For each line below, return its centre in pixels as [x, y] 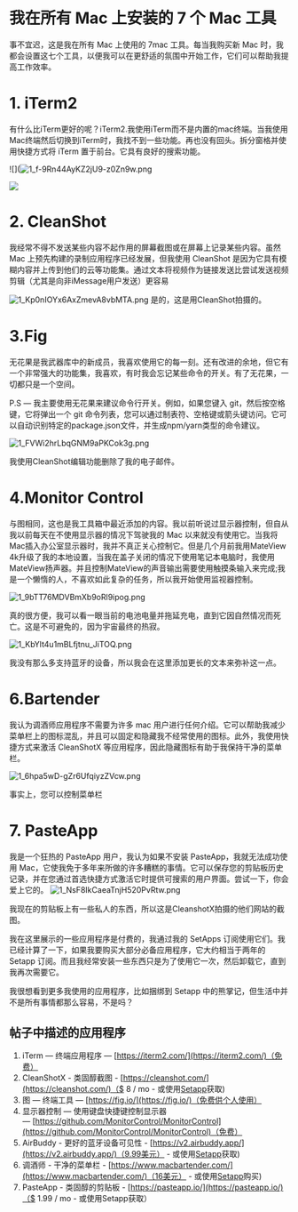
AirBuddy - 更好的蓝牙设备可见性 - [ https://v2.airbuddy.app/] [133, 1143]
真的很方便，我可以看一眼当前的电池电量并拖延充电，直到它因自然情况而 [141, 615]
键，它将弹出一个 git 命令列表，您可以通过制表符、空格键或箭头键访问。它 [144, 413]
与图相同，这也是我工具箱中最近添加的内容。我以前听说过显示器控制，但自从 [149, 523]
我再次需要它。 [36, 972]
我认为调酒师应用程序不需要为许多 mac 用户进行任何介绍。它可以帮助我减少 [147, 725]
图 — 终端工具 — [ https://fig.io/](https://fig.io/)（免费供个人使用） [142, 1100]
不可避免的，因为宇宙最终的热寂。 [102, 626]
